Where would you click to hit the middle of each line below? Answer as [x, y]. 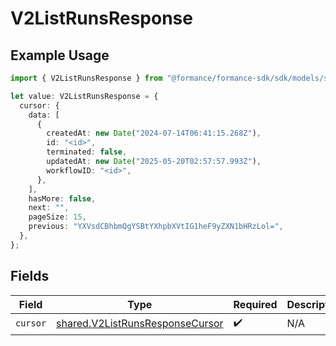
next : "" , [49, 208]
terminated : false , [87, 152]
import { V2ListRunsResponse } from [86, 78]
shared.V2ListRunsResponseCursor [140, 324]
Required [255, 304]
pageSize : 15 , [57, 217]
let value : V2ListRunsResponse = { [84, 96]
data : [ [44, 115]
